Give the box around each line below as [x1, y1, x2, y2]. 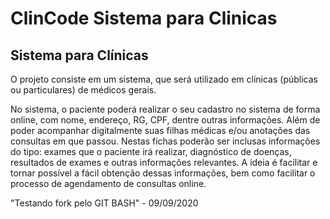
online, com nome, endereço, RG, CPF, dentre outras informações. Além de [10, 114, 321, 126]
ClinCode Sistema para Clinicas [10, 7, 278, 30]
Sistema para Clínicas [10, 47, 149, 64]
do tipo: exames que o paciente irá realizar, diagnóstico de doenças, [10, 146, 292, 157]
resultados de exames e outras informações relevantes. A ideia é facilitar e [10, 157, 318, 168]
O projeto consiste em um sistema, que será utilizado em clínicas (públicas [10, 73, 318, 85]
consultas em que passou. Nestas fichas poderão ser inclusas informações [10, 135, 321, 147]
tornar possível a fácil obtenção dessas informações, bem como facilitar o [10, 167, 316, 179]
